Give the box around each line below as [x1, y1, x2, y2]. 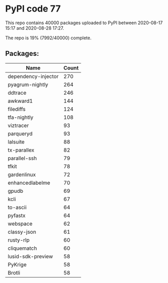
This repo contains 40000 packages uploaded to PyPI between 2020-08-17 [5, 20, 163, 26]
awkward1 [8, 97, 33, 104]
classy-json [8, 228, 36, 235]
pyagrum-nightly [8, 81, 48, 88]
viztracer [8, 122, 29, 129]
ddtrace [8, 89, 27, 96]
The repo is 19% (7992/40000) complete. [5, 35, 92, 41]
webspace [8, 220, 33, 227]
